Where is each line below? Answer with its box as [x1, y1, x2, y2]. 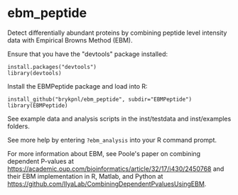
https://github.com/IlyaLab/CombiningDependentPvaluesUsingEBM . [7, 179, 207, 188]
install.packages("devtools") [7, 63, 97, 70]
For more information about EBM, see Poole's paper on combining [7, 149, 201, 157]
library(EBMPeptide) [7, 101, 69, 109]
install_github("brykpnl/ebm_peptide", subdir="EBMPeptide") [7, 96, 193, 103]
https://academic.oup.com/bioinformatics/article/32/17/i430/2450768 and [7, 165, 225, 173]
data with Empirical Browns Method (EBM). [7, 35, 133, 44]
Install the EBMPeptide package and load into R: [7, 82, 148, 90]
